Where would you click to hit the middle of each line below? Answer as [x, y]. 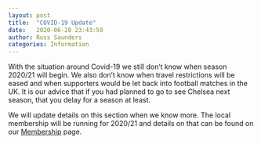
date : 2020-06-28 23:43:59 [56, 30]
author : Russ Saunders [45, 37]
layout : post [29, 15]
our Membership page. [45, 132]
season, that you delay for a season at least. [80, 100]
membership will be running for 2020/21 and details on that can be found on [131, 124]
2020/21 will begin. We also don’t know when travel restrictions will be [121, 75]
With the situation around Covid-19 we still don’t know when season [118, 67]
